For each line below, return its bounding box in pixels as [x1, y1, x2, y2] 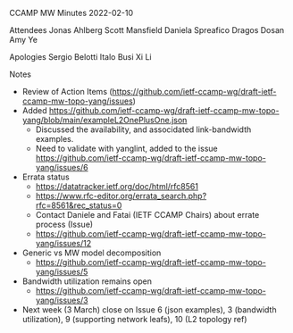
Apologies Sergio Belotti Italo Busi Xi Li [9, 52, 152, 62]
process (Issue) [35, 219, 94, 229]
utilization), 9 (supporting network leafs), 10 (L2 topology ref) [21, 314, 247, 324]
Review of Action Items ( [21, 87, 113, 96]
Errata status [21, 171, 70, 182]
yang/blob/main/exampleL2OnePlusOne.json [21, 115, 188, 125]
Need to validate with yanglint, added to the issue [35, 143, 218, 154]
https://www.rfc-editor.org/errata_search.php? [35, 191, 207, 201]
